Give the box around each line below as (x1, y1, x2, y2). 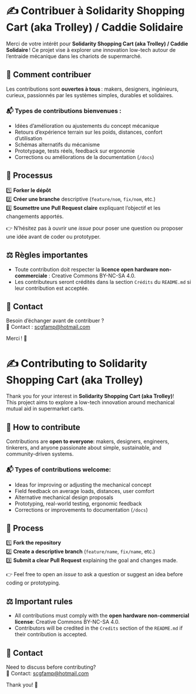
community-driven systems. (6, 451, 74, 458)
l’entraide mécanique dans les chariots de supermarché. (6, 52, 142, 60)
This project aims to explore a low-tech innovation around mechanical (6, 399, 175, 406)
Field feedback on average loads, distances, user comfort (14, 487, 154, 494)
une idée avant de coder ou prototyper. (6, 233, 101, 240)
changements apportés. (6, 213, 64, 220)
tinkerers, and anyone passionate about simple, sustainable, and (6, 444, 162, 451)
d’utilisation (14, 135, 43, 142)
